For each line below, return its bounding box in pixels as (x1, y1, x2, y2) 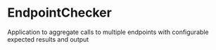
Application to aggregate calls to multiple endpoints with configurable (7, 28, 209, 36)
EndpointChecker (7, 5, 113, 21)
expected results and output (7, 35, 89, 43)
